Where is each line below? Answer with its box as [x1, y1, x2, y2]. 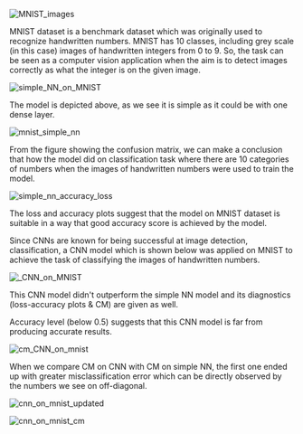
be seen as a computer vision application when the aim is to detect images [9, 55, 288, 65]
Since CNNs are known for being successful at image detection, [9, 235, 249, 246]
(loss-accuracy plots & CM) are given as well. [9, 299, 179, 309]
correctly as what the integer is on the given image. [9, 64, 201, 75]
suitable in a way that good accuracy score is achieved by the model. [9, 218, 268, 228]
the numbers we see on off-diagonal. [9, 381, 147, 391]
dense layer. [9, 109, 55, 119]
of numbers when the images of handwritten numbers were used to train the [9, 164, 294, 174]
